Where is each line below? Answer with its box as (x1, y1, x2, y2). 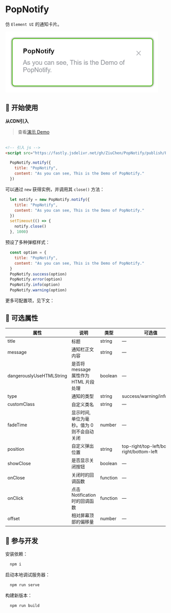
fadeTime (7, 422, 27, 428)
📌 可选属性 (5, 314, 38, 322)
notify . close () (14, 224, 47, 229)
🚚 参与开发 (5, 537, 38, 545)
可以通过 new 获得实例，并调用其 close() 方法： (5, 186, 105, 192)
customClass (7, 401, 35, 407)
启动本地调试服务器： (5, 572, 50, 578)
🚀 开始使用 (5, 104, 38, 112)
